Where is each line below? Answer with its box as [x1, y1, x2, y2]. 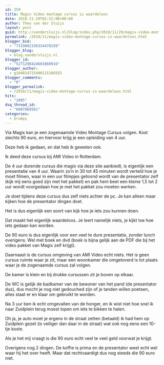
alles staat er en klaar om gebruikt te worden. [5, 291, 96, 297]
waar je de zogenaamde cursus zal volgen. [5, 262, 92, 268]
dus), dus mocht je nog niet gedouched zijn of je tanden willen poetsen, [5, 286, 149, 292]
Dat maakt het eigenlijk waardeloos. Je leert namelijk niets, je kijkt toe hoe [5, 217, 154, 223]
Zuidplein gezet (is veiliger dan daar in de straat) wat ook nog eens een [5, 321, 148, 326]
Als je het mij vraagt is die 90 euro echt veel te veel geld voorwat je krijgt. [5, 335, 153, 341]
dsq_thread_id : [5, 102, 36, 107]
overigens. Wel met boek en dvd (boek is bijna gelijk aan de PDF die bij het [5, 237, 155, 243]
